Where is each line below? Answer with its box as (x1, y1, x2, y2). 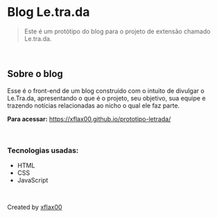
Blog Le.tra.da (7, 4, 90, 20)
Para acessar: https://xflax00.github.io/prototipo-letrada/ (7, 115, 171, 123)
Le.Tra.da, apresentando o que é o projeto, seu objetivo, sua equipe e (7, 94, 206, 102)
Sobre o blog (7, 68, 64, 80)
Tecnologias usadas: (7, 145, 79, 155)
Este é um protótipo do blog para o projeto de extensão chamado (24, 27, 211, 35)
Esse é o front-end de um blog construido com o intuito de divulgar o (7, 86, 205, 94)
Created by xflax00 (7, 203, 62, 212)
